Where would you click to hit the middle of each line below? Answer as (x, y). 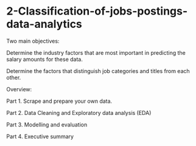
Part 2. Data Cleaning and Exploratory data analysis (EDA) (79, 113)
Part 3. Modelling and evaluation (47, 124)
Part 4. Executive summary (40, 136)
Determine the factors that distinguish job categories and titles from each (98, 71)
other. (14, 77)
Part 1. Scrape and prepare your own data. (59, 101)
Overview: (19, 89)
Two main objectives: (33, 41)
